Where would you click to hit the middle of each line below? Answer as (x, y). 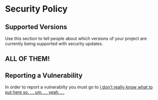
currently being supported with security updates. (54, 44)
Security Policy (36, 9)
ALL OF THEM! (27, 59)
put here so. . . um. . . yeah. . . (35, 92)
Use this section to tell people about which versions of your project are (76, 38)
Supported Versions (36, 27)
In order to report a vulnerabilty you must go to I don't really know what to (79, 87)
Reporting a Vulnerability (44, 75)
